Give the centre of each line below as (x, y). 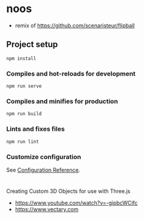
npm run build (24, 114)
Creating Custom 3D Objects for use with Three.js (68, 191)
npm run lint (23, 142)
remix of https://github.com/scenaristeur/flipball (75, 25)
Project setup (32, 44)
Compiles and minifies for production (62, 101)
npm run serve (24, 87)
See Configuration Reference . (43, 170)
